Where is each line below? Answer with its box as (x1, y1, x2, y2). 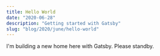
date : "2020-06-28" (6, 15, 56, 21)
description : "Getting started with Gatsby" (6, 20, 121, 26)
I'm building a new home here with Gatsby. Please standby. (6, 43, 155, 50)
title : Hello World (6, 9, 56, 15)
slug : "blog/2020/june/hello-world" (6, 26, 99, 32)
